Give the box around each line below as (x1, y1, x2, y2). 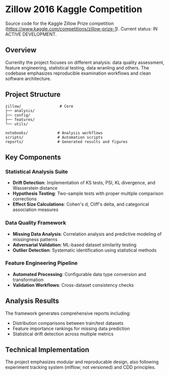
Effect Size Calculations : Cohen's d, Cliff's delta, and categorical (12, 201, 149, 208)
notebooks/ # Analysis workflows (5, 130, 103, 135)
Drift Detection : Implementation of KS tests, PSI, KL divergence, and (12, 180, 156, 186)
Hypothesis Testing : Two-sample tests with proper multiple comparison (12, 190, 163, 196)
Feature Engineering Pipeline (5, 260, 78, 267)
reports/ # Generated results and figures (5, 139, 128, 144)
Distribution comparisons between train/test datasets (12, 320, 124, 326)
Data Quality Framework (5, 219, 66, 226)
